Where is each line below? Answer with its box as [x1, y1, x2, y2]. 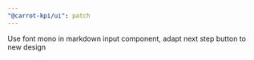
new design [7, 42, 46, 52]
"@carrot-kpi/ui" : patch [7, 11, 91, 20]
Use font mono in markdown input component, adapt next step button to [7, 34, 246, 43]
